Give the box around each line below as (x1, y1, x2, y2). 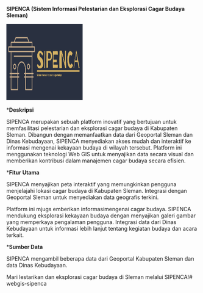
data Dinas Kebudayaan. (6, 262, 68, 269)
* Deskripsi (6, 106, 34, 114)
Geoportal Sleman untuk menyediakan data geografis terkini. (6, 194, 159, 201)
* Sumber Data (6, 244, 43, 250)
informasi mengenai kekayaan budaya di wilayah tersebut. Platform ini (6, 144, 182, 151)
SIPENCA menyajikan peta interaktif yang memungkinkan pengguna (6, 181, 177, 188)
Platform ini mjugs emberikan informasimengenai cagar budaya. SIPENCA (6, 206, 191, 212)
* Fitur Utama (6, 169, 40, 176)
